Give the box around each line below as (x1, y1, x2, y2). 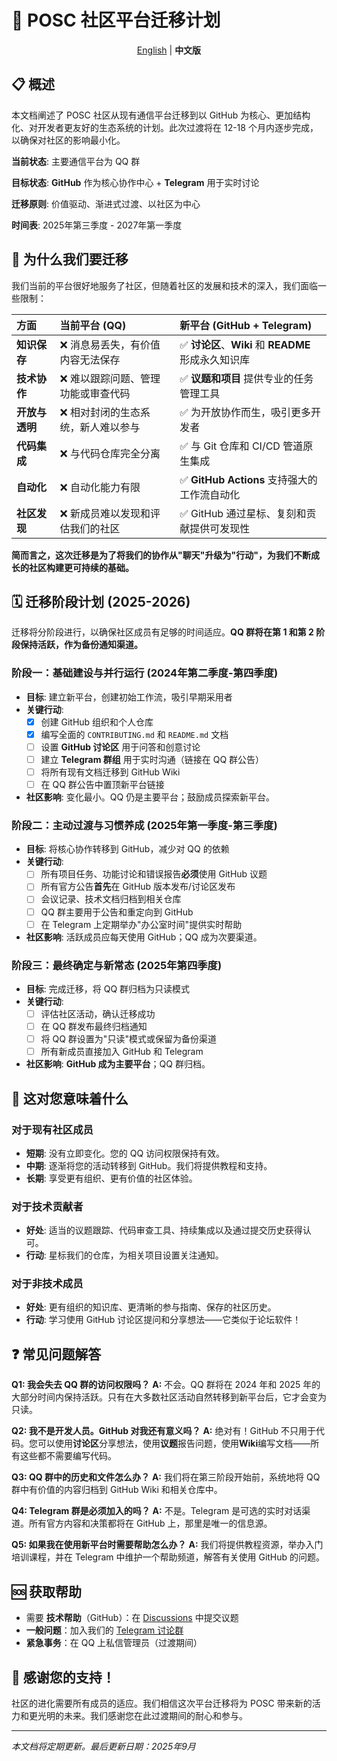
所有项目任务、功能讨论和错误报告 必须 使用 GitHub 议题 (40, 868, 268, 880)
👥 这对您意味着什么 (11, 1090, 129, 1107)
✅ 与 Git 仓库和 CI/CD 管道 (179, 439, 304, 453)
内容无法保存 (59, 352, 121, 366)
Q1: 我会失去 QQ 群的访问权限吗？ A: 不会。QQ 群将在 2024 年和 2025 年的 (11, 1379, 321, 1391)
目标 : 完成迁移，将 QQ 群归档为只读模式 (25, 982, 191, 995)
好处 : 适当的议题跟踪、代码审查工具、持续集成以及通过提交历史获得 (25, 1224, 303, 1236)
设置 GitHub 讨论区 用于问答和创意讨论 (40, 741, 201, 753)
